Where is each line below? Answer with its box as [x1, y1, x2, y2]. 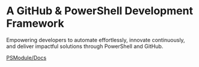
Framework [6, 17, 64, 30]
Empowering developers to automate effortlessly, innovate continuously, [6, 36, 185, 43]
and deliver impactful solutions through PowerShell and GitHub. [6, 43, 164, 50]
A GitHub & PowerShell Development [6, 4, 194, 18]
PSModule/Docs [6, 54, 47, 61]
